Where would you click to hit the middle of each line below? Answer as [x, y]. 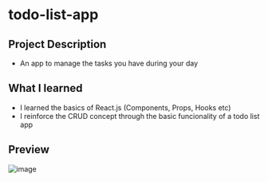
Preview [29, 150]
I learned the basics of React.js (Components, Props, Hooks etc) [125, 107]
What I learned [45, 88]
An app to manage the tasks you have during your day [109, 63]
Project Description [57, 44]
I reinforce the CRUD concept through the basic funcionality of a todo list [140, 116]
